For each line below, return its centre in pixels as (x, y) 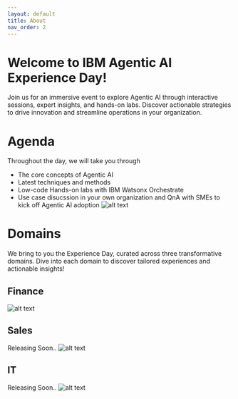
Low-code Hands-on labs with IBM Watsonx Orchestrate (100, 190)
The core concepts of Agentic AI (66, 175)
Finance (26, 291)
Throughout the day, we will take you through (74, 161)
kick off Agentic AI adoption (58, 205)
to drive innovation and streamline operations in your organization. (105, 113)
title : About (27, 21)
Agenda (31, 141)
